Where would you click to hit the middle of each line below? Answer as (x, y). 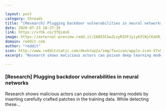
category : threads (24, 18)
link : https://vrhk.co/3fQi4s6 (37, 33)
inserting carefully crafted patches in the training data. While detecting (77, 99)
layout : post (19, 14)
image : (12, 37)
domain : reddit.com (25, 42)
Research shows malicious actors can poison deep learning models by (77, 94)
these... (13, 104)
